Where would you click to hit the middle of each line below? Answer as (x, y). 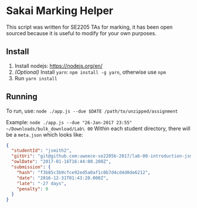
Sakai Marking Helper (60, 11)
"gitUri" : (23, 156)
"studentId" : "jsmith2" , (42, 151)
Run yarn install (36, 78)
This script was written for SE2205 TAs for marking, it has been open (89, 27)
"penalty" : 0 (33, 189)
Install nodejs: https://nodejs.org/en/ (58, 66)
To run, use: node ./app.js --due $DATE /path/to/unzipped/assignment (92, 111)
